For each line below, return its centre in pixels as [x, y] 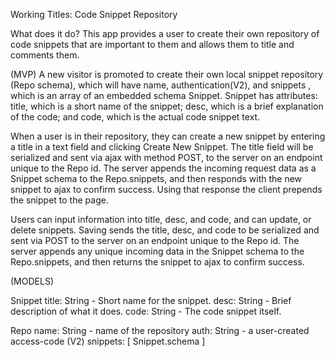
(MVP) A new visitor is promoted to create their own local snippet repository [167, 74]
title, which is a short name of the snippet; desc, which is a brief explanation [167, 106]
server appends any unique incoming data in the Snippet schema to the [157, 251]
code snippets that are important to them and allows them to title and [152, 44]
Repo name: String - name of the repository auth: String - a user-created [160, 330]
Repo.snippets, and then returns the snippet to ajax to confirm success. [157, 262]
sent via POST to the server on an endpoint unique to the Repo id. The [155, 240]
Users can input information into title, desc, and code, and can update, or [161, 219]
